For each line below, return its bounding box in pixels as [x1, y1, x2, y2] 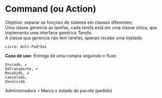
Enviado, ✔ [5, 62, 27, 67]
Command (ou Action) [5, 3, 97, 15]
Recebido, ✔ [5, 70, 29, 76]
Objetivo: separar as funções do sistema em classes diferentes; [5, 19, 133, 25]
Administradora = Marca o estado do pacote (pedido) [5, 87, 112, 93]
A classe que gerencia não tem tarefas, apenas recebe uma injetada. [5, 35, 143, 41]
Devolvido [5, 79, 25, 84]
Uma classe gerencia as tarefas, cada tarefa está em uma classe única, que [5, 24, 157, 30]
